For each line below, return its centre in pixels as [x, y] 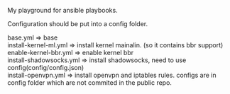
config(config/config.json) [46, 67]
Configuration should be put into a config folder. [78, 24]
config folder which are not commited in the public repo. [90, 83]
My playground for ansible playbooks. [63, 10]
